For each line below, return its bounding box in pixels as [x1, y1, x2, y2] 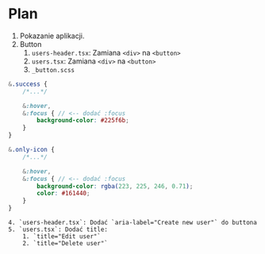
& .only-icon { [8, 146, 56, 154]
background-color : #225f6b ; [36, 117, 129, 125]
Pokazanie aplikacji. [19, 31, 85, 40]
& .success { [8, 80, 48, 88]
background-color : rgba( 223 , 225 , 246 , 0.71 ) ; [36, 182, 194, 190]
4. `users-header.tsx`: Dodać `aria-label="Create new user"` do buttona [8, 219, 258, 227]
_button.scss [31, 66, 75, 74]
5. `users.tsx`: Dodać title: [8, 225, 109, 234]
